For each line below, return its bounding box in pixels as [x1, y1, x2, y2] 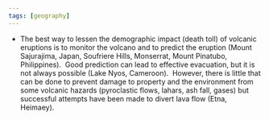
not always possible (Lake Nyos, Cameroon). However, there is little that [19, 68, 262, 77]
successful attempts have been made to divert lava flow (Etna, [19, 93, 227, 103]
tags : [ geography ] [8, 11, 70, 20]
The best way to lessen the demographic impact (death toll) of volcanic [19, 34, 257, 43]
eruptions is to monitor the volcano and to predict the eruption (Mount [19, 42, 252, 52]
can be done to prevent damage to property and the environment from [19, 77, 254, 86]
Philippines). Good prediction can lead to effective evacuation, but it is [19, 60, 255, 69]
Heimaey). [19, 102, 55, 112]
